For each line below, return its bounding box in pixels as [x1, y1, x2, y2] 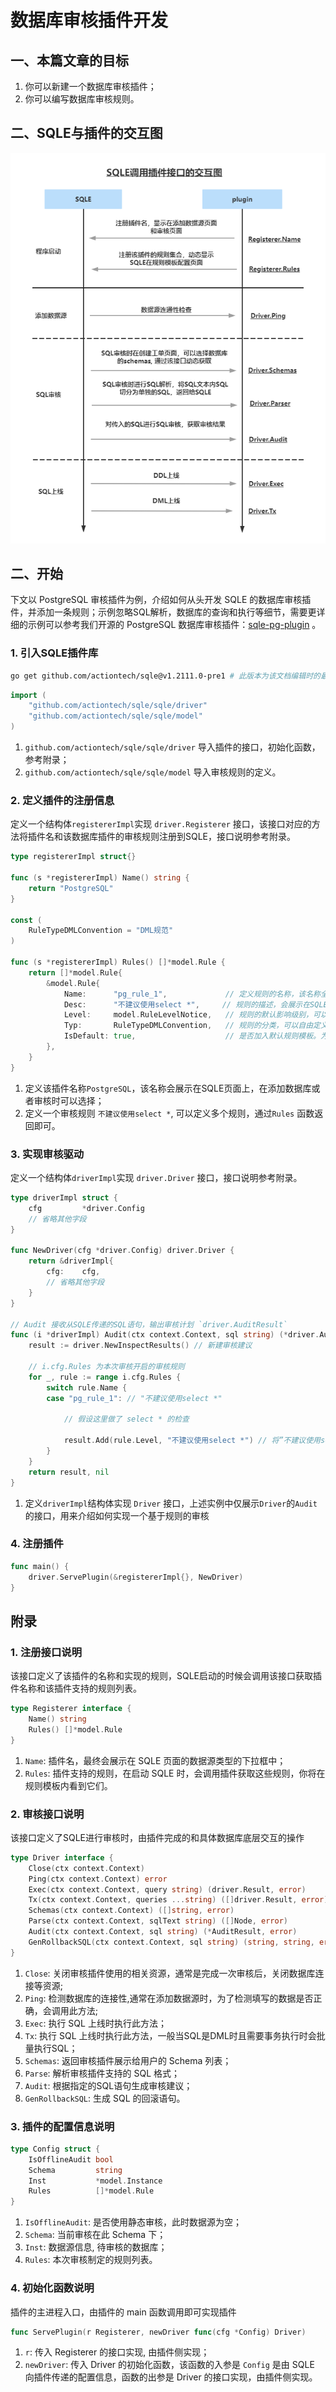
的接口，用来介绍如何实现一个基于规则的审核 [24, 1509, 210, 1521]
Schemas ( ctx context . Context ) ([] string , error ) [28, 1906, 235, 1916]
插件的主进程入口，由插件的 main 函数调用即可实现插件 [10, 2306, 237, 2318]
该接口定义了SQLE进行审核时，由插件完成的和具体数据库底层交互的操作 [10, 1831, 305, 1843]
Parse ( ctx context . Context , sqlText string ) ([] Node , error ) [28, 1916, 288, 1926]
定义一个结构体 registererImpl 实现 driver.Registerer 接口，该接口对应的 [10, 818, 312, 830]
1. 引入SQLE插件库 [10, 646, 99, 660]
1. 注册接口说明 [10, 1645, 83, 1659]
